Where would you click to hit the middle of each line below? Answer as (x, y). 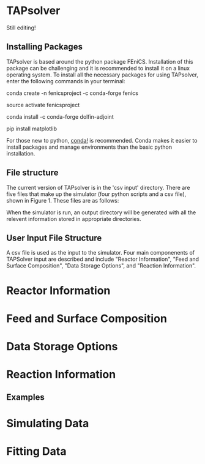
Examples (25, 397)
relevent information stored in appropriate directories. (74, 219)
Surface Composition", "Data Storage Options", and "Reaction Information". (101, 266)
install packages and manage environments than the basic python (89, 147)
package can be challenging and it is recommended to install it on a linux (98, 68)
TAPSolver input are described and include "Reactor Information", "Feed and (103, 259)
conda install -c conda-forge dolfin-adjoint (60, 116)
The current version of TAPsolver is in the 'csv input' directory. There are (98, 187)
